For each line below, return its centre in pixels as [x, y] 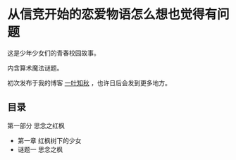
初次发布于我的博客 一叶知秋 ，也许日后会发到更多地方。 [89, 82]
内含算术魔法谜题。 [35, 68]
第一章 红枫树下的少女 [49, 140]
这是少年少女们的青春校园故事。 [54, 53]
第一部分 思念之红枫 [36, 125]
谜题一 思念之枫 [40, 149]
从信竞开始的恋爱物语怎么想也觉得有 [112, 14]
